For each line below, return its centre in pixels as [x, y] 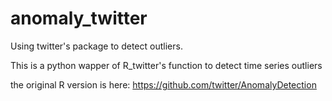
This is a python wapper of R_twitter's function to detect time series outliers [166, 65]
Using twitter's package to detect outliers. [96, 46]
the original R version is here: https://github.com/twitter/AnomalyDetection [163, 84]
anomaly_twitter [79, 18]
